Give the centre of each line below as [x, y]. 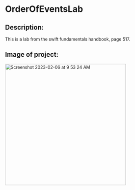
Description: [25, 27]
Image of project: [32, 55]
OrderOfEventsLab [44, 9]
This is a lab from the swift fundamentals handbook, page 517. [68, 39]
